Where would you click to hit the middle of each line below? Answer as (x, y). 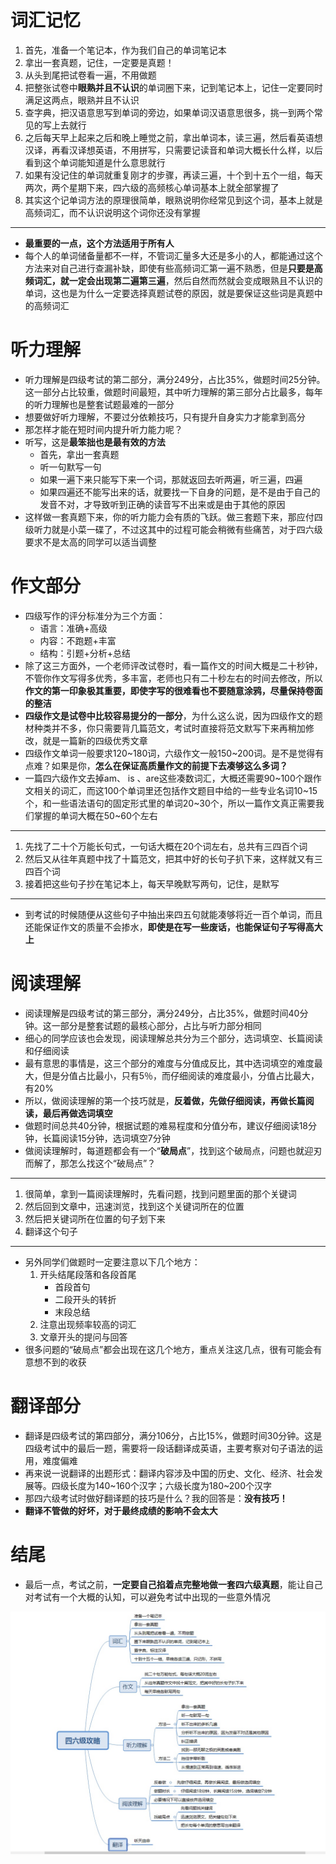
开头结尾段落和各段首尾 (88, 1274)
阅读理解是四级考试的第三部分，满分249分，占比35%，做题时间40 (162, 1013)
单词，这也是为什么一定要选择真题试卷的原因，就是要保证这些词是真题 (169, 293)
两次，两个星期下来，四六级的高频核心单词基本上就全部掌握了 (152, 187)
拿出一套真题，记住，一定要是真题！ (99, 62)
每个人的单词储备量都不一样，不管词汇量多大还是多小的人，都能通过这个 (173, 255)
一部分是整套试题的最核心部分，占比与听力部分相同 (156, 1025)
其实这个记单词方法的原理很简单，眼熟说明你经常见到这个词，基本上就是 (173, 200)
